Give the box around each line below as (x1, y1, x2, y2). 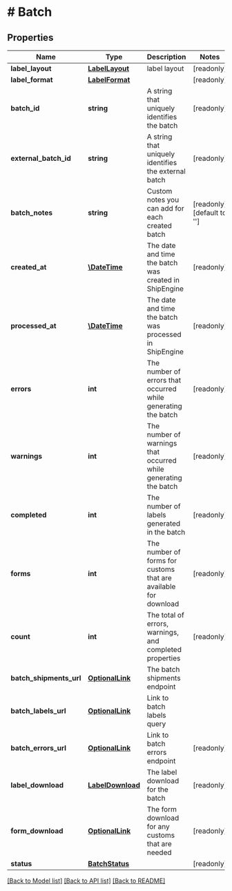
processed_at (10, 321, 57, 330)
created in (146, 276, 180, 285)
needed (146, 847, 172, 857)
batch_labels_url (10, 706, 66, 716)
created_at (10, 262, 47, 271)
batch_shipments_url (10, 673, 81, 682)
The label (146, 767, 177, 777)
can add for (146, 204, 184, 213)
